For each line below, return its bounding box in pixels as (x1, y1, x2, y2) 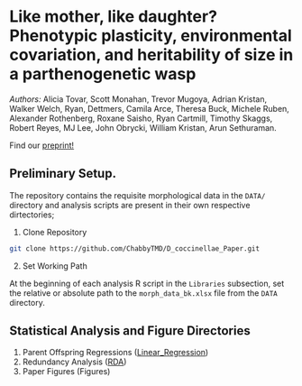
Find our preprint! (9, 140, 75, 151)
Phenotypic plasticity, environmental (9, 25, 293, 46)
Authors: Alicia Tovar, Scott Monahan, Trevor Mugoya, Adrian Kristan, (9, 93, 268, 105)
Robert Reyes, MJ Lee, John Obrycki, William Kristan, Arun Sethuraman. (9, 122, 277, 133)
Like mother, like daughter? (9, 6, 218, 27)
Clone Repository (22, 226, 87, 237)
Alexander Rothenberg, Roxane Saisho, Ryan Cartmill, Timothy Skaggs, (9, 113, 273, 124)
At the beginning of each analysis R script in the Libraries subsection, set (9, 278, 285, 289)
